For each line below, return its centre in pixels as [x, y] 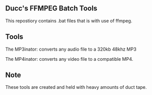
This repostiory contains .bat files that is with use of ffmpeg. [69, 20]
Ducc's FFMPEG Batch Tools [51, 8]
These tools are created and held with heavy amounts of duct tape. [76, 87]
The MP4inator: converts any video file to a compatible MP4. [69, 59]
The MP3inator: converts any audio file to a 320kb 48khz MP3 [71, 49]
